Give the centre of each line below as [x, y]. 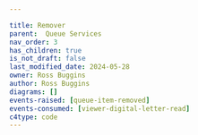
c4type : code [34, 117]
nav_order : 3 [34, 42]
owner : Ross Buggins [48, 76]
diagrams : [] [34, 92]
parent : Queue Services [56, 34]
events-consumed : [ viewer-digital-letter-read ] [100, 108]
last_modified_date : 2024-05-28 [69, 67]
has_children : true [46, 50]
